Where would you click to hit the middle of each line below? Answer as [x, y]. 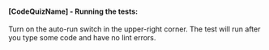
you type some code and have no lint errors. [82, 38]
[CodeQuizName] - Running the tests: [73, 11]
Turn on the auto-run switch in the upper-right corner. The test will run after [134, 29]
